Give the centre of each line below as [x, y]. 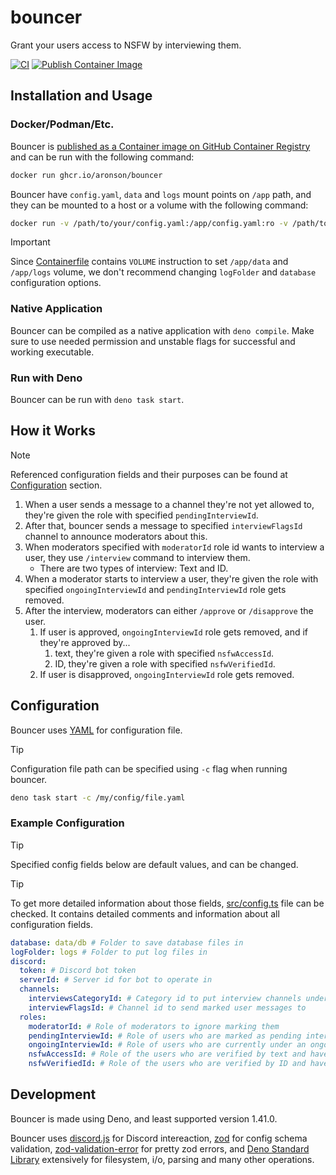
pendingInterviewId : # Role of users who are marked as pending [165, 1036]
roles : [33, 1017]
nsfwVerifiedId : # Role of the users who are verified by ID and [167, 1064]
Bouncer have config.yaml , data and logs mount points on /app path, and [161, 194]
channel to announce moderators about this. [116, 536]
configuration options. [56, 283]
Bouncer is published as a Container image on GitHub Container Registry [160, 146]
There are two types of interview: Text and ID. [134, 568]
